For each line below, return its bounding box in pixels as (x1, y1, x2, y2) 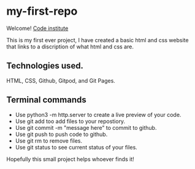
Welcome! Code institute (6, 24, 69, 32)
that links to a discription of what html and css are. (6, 43, 134, 50)
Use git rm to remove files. (15, 137, 83, 145)
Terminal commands (6, 95, 87, 105)
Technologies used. (6, 61, 84, 71)
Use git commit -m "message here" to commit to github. (15, 124, 157, 131)
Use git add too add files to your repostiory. (15, 118, 126, 125)
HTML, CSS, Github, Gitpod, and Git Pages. (6, 77, 115, 84)
